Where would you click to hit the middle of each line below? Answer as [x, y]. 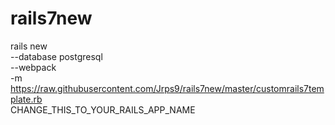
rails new [29, 46]
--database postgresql [56, 56]
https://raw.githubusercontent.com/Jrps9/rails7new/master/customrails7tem [167, 88]
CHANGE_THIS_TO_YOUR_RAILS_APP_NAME [103, 109]
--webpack [33, 67]
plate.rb [26, 99]
